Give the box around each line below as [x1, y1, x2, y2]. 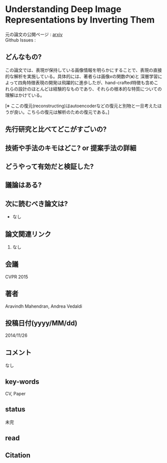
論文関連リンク [5, 229, 51, 239]
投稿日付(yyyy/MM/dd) [5, 319, 78, 327]
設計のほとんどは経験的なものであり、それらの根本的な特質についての [18, 86, 162, 92]
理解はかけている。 [5, 92, 45, 98]
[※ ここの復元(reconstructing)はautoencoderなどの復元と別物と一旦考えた [5, 103, 158, 109]
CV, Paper [5, 391, 26, 396]
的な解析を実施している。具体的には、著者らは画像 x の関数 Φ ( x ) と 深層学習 [5, 73, 158, 79]
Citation [5, 451, 31, 459]
